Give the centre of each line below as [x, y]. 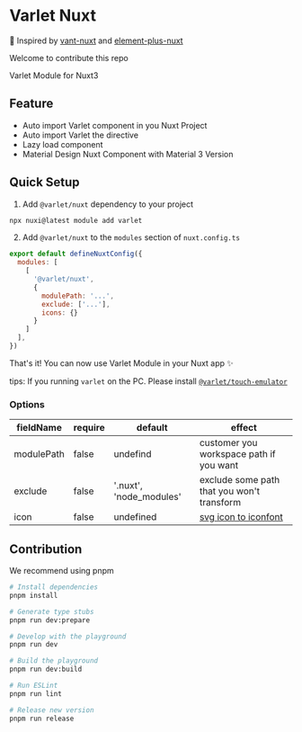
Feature [31, 104]
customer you [228, 443]
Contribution [46, 549]
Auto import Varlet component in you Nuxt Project [115, 125]
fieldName [40, 428]
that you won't [230, 491]
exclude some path [240, 480]
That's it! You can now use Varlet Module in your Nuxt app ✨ [121, 363]
